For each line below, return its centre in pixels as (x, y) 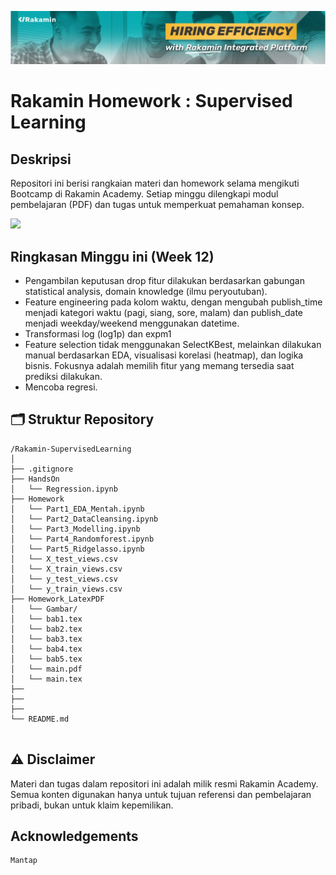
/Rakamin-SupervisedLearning (71, 449)
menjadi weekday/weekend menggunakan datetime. (132, 323)
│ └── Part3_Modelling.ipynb (75, 529)
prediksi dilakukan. (63, 376)
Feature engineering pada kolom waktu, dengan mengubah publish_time (173, 302)
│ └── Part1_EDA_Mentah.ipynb (77, 509)
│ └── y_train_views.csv (66, 589)
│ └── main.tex (46, 679)
